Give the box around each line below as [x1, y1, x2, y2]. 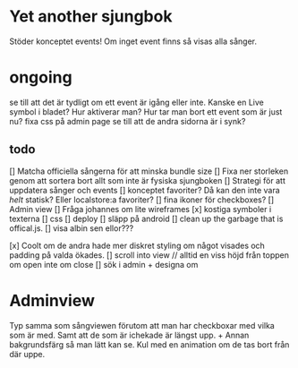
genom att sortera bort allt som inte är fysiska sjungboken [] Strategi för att [9, 175, 286, 185]
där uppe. [9, 348, 46, 359]
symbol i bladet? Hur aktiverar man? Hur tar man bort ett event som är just [9, 106, 283, 117]
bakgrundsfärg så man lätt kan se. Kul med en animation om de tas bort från [9, 338, 290, 350]
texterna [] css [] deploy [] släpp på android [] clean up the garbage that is [9, 213, 284, 224]
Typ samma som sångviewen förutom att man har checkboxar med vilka [9, 320, 275, 330]
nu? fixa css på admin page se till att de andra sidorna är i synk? [9, 116, 246, 126]
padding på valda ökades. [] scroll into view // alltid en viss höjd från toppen [9, 249, 289, 261]
